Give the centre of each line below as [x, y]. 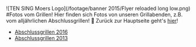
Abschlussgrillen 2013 [41, 38]
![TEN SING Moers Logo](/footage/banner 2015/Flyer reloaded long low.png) [98, 8]
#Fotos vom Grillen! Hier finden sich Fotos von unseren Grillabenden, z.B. [94, 15]
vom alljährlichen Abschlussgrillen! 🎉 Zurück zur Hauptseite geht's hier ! [92, 21]
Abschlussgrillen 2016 [41, 32]
